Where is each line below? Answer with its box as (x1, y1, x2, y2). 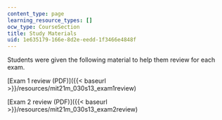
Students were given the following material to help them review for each (7, 55, 216, 64)
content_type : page (7, 10, 65, 18)
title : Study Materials (7, 29, 77, 37)
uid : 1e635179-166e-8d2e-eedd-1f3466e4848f (7, 36, 137, 44)
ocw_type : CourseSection (7, 23, 80, 30)
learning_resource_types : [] (7, 17, 93, 24)
